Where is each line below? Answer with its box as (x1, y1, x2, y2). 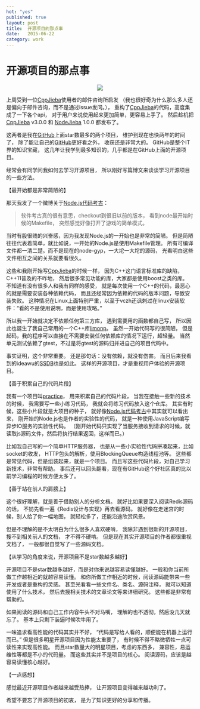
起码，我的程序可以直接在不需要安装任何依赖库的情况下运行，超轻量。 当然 (6, 332, 190, 339)
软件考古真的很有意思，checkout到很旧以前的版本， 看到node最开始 (20, 211, 189, 219)
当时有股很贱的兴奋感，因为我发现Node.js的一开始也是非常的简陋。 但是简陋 (6, 232, 193, 239)
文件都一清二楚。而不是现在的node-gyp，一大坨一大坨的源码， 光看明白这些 (6, 247, 193, 254)
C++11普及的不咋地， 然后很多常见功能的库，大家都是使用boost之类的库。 (6, 274, 188, 281)
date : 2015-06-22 (6, 31, 55, 37)
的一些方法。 (6, 174, 37, 181)
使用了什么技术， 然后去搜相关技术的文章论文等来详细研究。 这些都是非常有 (6, 588, 192, 595)
